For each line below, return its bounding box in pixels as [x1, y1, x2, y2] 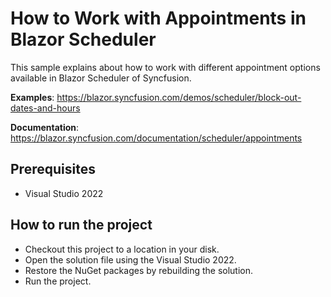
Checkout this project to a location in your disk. [24, 243, 220, 255]
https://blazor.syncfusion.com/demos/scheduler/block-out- [56, 91, 302, 103]
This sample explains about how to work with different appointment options [10, 61, 321, 73]
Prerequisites [10, 161, 96, 178]
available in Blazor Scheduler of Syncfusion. [10, 72, 192, 84]
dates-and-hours [10, 102, 81, 114]
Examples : [10, 91, 55, 103]
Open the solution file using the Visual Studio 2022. [24, 253, 237, 266]
